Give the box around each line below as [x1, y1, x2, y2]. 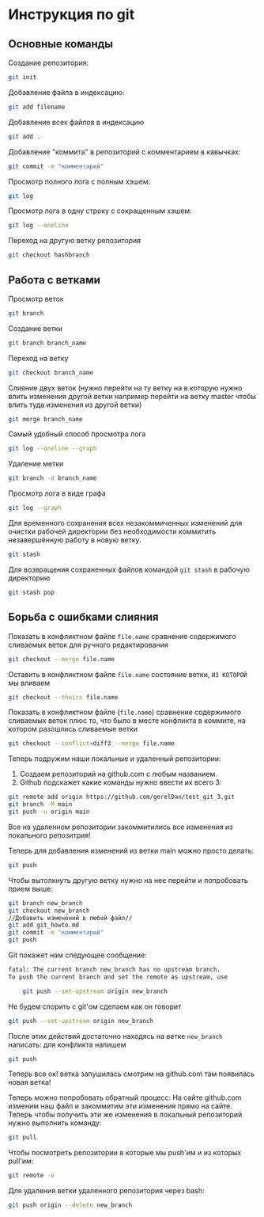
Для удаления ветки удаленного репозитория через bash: [8, 1186, 205, 1196]
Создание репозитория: [8, 58, 89, 67]
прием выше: [8, 884, 53, 893]
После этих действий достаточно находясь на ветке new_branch [8, 1031, 223, 1040]
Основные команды [8, 37, 113, 51]
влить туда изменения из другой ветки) [8, 400, 142, 409]
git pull [8, 1134, 37, 1142]
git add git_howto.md [8, 921, 80, 930]
